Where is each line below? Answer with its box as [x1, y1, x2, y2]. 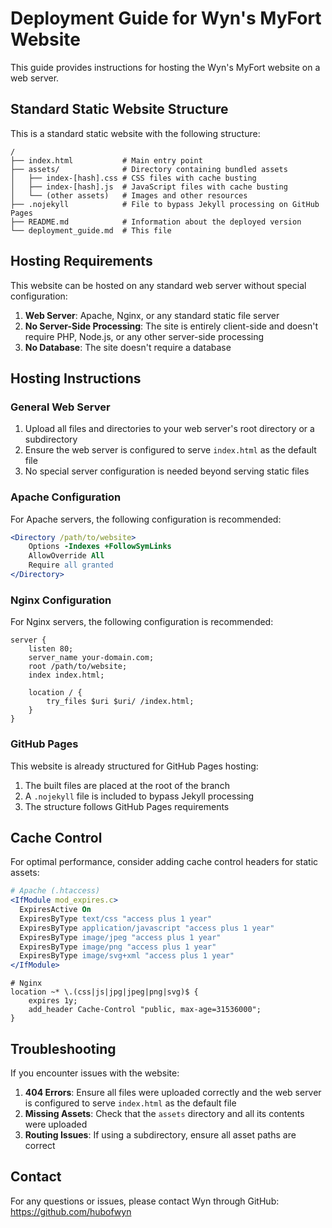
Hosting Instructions [10, 370, 142, 387]
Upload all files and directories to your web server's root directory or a [24, 423, 315, 435]
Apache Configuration [10, 490, 122, 504]
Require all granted [28, 560, 114, 571]
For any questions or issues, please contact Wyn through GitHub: [10, 1195, 280, 1207]
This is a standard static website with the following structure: [10, 127, 261, 139]
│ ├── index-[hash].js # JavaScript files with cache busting [10, 182, 288, 192]
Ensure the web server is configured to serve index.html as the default [24, 444, 317, 456]
